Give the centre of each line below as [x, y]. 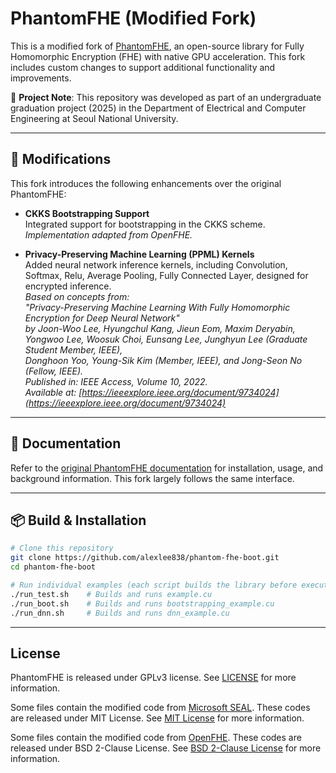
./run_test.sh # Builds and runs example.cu [111, 594]
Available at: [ [53, 392]
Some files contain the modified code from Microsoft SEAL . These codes [160, 708]
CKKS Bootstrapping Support [87, 213]
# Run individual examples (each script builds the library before [154, 585]
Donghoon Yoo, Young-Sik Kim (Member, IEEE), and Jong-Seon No [163, 360]
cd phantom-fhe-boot [53, 567]
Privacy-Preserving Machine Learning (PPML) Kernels [139, 254]
